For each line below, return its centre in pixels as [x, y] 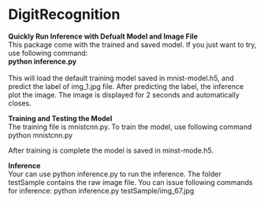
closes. [20, 103]
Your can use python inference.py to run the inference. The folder [115, 174]
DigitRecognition [64, 15]
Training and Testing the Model [60, 118]
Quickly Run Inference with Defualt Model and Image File [103, 36]
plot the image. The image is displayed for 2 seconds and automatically [124, 94]
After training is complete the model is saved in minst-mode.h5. [111, 150]
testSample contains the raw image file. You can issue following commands [131, 182]
